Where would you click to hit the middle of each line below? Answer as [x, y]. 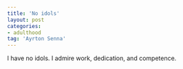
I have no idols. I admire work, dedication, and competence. [92, 58]
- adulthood [24, 32]
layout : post [26, 20]
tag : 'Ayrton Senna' [37, 39]
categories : [24, 26]
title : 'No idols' [33, 13]
